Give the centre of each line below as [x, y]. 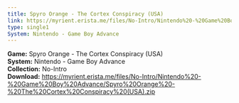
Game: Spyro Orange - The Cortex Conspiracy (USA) [85, 54]
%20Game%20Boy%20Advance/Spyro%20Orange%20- [91, 84]
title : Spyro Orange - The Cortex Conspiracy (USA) [85, 14]
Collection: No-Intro [37, 69]
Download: [24, 77]
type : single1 [28, 27]
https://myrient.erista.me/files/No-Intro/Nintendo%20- [121, 77]
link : [15, 21]
